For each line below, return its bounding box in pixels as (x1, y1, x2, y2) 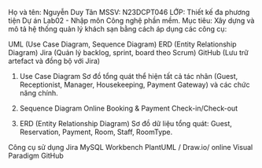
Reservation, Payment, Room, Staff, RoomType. (19, 127, 173, 136)
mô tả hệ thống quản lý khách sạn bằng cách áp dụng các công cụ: (8, 24, 227, 33)
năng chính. (19, 88, 58, 98)
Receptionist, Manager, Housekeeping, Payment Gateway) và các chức (19, 80, 250, 89)
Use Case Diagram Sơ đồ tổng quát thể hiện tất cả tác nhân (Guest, (19, 72, 238, 80)
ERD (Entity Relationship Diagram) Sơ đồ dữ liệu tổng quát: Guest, (19, 119, 232, 128)
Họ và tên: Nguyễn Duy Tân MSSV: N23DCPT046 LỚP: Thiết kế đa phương (8, 8, 250, 17)
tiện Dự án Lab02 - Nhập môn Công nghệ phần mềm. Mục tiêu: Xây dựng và (8, 16, 255, 25)
